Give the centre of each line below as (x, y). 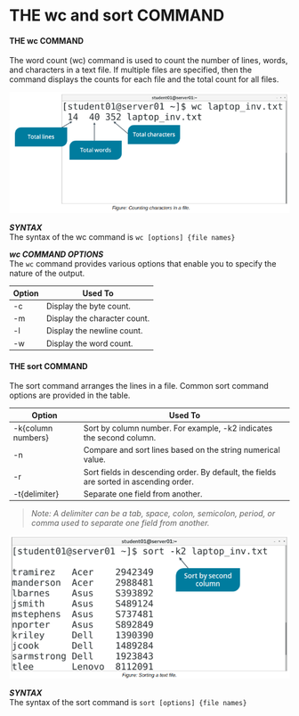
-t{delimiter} (36, 494)
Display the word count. (89, 343)
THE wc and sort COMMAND (117, 16)
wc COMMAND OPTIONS (57, 254)
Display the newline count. (94, 331)
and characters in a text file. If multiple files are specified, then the (130, 70)
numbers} (31, 438)
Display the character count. (97, 318)
